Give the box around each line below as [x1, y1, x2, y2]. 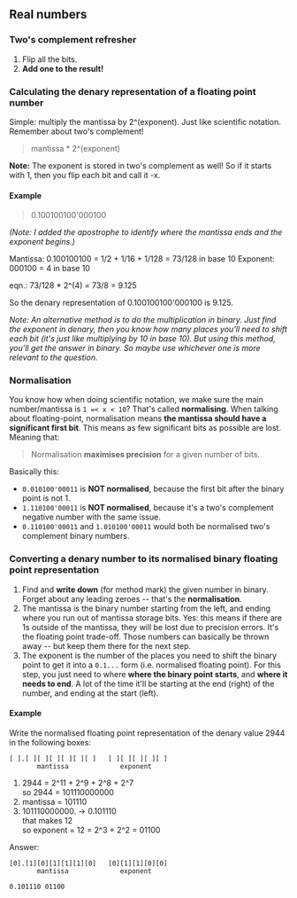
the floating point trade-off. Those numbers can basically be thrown [21, 631, 270, 642]
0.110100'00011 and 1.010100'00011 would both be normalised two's [21, 521, 270, 532]
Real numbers [9, 7, 88, 22]
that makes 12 [21, 815, 73, 825]
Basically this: [9, 466, 60, 477]
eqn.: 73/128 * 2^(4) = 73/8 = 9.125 [9, 280, 137, 291]
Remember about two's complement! [9, 126, 144, 137]
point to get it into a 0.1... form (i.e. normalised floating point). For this [21, 660, 281, 670]
